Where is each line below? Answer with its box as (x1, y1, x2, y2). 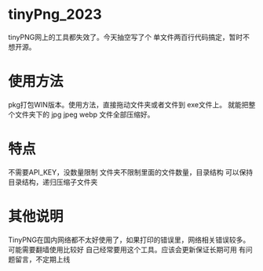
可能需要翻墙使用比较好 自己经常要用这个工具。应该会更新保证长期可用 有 (8, 244, 246, 254)
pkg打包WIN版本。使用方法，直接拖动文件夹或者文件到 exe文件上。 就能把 (8, 99, 249, 109)
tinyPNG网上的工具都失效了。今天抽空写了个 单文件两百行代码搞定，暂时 (8, 32, 243, 42)
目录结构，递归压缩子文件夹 (8, 177, 98, 186)
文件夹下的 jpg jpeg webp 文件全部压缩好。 (14, 110, 155, 119)
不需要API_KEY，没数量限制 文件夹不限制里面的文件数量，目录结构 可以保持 (8, 167, 254, 177)
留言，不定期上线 (14, 255, 71, 264)
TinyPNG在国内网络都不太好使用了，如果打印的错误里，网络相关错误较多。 (8, 235, 250, 244)
